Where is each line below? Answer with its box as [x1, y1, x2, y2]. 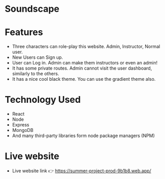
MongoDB [12, 127, 34, 133]
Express [12, 122, 30, 128]
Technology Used [5, 94, 81, 105]
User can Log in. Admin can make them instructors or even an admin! [12, 60, 158, 66]
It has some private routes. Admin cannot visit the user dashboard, [12, 65, 152, 72]
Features [5, 27, 43, 38]
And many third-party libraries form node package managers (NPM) [12, 132, 155, 139]
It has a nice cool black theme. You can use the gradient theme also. [12, 76, 156, 82]
